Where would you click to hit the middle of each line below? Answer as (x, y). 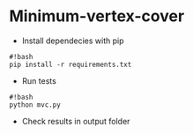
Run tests (39, 80)
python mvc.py (35, 105)
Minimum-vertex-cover (97, 16)
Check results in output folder (76, 121)
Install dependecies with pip (73, 41)
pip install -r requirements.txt (71, 64)
